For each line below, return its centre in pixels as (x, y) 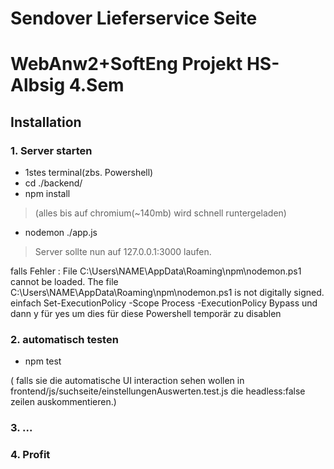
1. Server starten (51, 150)
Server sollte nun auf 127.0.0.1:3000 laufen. (123, 252)
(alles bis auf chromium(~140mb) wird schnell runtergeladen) (160, 213)
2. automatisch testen (64, 339)
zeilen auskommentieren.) (63, 402)
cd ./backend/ (53, 183)
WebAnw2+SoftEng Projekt (126, 64)
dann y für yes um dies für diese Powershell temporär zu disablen (146, 314)
